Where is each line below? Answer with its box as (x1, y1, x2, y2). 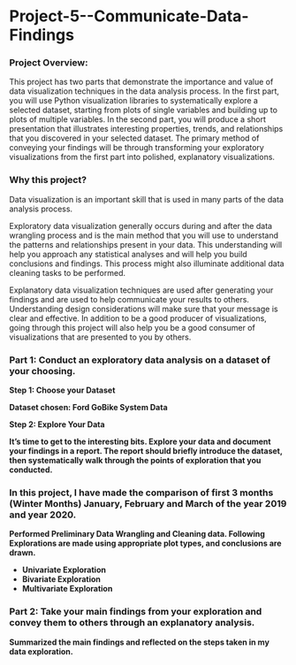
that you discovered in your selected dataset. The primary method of (9, 133, 260, 143)
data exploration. (9, 646, 73, 656)
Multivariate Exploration (21, 584, 113, 594)
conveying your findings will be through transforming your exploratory (9, 142, 265, 153)
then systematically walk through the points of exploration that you (9, 455, 262, 466)
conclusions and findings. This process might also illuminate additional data (9, 258, 285, 269)
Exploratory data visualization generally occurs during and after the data (9, 220, 272, 231)
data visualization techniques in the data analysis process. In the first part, (9, 86, 280, 96)
